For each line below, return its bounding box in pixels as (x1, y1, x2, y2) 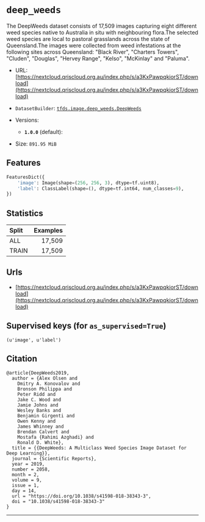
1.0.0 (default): (24, 128, 63, 135)
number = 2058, (12, 466, 51, 472)
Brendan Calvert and (17, 428, 70, 435)
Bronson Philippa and (17, 386, 72, 392)
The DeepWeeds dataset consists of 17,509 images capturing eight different (6, 22, 197, 29)
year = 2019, (12, 461, 45, 467)
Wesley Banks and (17, 407, 62, 414)
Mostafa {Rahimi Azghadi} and (17, 434, 95, 440)
